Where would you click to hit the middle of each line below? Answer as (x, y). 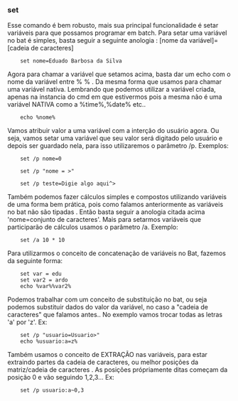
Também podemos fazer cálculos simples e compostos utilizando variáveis (117, 197)
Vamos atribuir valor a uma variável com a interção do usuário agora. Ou (113, 131)
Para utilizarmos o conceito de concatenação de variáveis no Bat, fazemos (117, 253)
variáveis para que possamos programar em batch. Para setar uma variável (117, 33)
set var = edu (41, 274)
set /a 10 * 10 (43, 240)
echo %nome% (38, 118)
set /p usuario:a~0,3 (52, 390)
